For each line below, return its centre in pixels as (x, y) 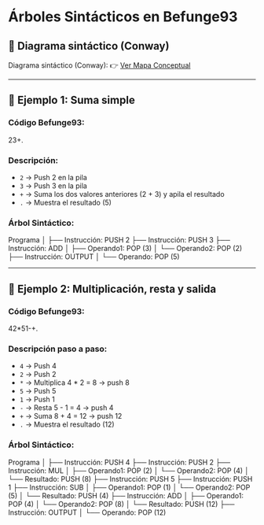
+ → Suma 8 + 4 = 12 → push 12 (71, 416)
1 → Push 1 (37, 399)
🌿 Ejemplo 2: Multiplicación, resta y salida (112, 288)
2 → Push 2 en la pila (53, 177)
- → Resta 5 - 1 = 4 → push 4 (66, 408)
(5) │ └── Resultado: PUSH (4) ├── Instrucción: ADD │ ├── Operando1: (126, 495)
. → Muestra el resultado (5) (66, 202)
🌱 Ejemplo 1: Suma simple (71, 100)
